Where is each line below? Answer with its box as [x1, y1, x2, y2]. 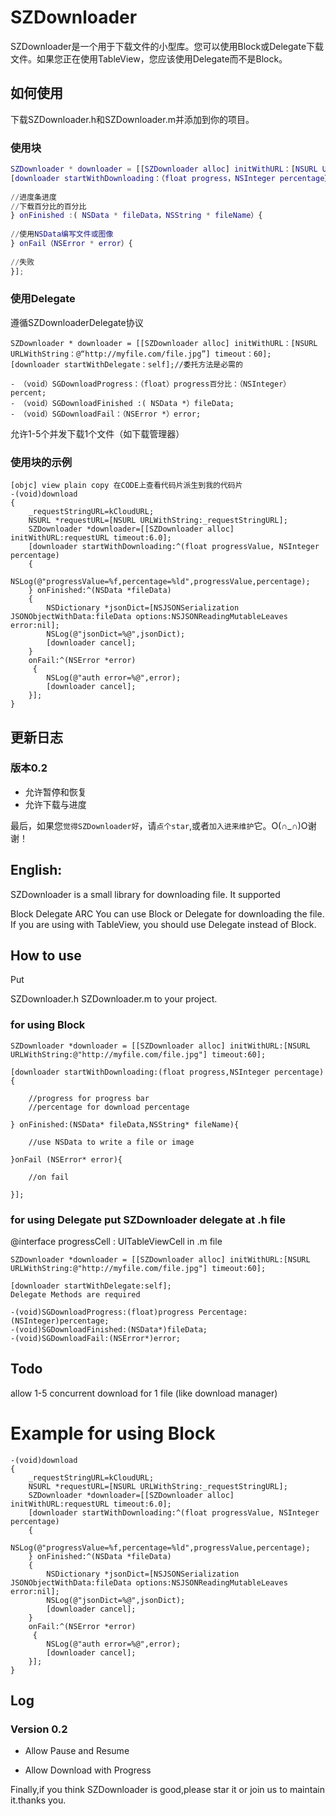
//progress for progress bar [28, 1093, 150, 1103]
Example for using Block [10, 1422, 216, 1445]
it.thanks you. [10, 1794, 67, 1806]
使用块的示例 [10, 455, 73, 469]
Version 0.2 [10, 1722, 68, 1736]
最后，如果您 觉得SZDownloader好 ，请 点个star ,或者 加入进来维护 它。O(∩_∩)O [10, 819, 308, 831]
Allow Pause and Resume [24, 1745, 130, 1757]
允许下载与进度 [24, 798, 87, 810]
